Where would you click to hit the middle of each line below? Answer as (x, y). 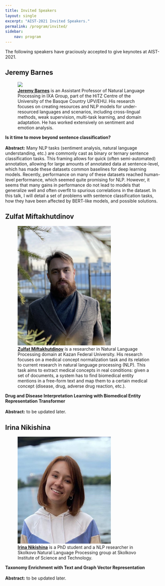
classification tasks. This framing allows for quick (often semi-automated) (80, 158)
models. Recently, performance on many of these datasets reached (74, 174)
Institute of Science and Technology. (55, 558)
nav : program (28, 37)
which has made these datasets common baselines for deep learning (76, 169)
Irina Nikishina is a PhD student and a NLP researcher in (75, 547)
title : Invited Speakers (31, 10)
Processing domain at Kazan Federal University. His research (80, 355)
